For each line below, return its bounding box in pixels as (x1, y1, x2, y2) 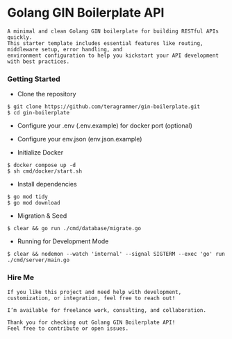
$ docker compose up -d (7, 162, 76, 169)
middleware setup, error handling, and (7, 46, 123, 53)
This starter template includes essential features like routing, (7, 40, 204, 46)
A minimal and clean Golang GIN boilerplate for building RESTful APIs (7, 28, 219, 35)
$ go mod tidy (7, 193, 49, 200)
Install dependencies (17, 180, 78, 189)
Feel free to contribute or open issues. (7, 324, 129, 332)
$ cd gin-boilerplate (7, 110, 70, 116)
